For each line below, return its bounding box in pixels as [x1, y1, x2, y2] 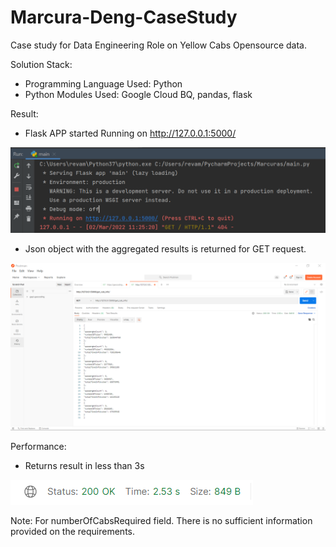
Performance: [10, 441, 67, 452]
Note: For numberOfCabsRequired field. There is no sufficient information [10, 515, 313, 526]
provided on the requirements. [10, 526, 136, 537]
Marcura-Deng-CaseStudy [10, 6, 238, 29]
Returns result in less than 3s [24, 460, 145, 471]
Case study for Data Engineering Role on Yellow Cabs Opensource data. [10, 39, 307, 51]
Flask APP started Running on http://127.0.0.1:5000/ [24, 127, 237, 139]
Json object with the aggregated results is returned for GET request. [24, 243, 307, 255]
